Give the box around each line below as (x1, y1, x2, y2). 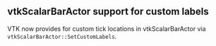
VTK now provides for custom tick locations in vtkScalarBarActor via (7, 24, 206, 33)
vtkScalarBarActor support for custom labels (7, 6, 210, 18)
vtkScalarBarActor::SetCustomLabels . (7, 32, 117, 40)
